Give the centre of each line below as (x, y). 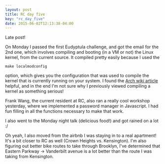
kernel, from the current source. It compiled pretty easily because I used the (82, 58)
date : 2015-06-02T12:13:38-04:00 (39, 23)
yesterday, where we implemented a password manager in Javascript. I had (82, 106)
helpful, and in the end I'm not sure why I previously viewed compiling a (78, 86)
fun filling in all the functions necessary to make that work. (65, 111)
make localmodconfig (26, 66)
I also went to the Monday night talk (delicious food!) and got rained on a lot (82, 121)
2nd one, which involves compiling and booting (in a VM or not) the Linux (79, 52)
